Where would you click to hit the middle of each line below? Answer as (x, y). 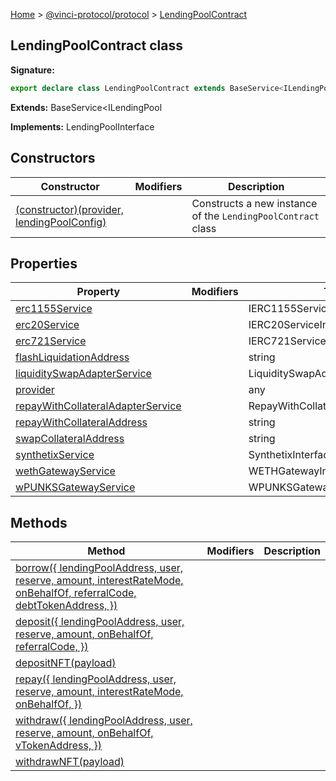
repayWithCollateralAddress (81, 422)
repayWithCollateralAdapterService (98, 406)
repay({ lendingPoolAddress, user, (96, 679)
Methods (39, 522)
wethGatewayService (65, 471)
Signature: (32, 70)
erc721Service (51, 341)
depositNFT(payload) (66, 663)
